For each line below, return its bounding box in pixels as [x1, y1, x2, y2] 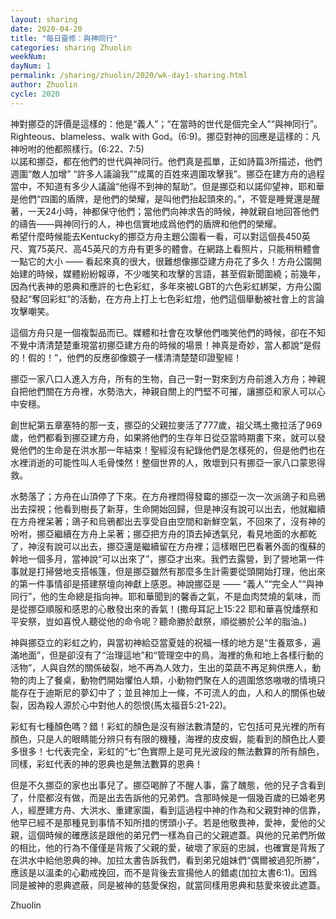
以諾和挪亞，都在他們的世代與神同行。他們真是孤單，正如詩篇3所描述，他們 [10, 155, 323, 167]
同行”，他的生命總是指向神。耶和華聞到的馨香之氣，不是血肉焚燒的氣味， [10, 590, 313, 602]
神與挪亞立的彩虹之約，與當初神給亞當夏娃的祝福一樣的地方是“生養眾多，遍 [10, 636, 322, 648]
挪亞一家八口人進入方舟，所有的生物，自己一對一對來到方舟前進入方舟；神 [10, 372, 317, 385]
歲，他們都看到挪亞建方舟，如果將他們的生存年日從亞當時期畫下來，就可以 [10, 431, 317, 443]
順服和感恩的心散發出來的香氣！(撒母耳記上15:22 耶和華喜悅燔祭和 [44, 602, 319, 615]
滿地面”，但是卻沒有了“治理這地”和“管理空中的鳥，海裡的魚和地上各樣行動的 [10, 649, 324, 661]
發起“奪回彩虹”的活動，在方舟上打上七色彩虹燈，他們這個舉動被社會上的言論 [10, 292, 325, 305]
